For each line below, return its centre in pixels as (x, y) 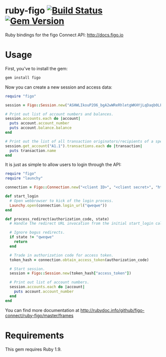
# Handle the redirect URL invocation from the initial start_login (82, 224)
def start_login (22, 196)
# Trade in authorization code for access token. (62, 255)
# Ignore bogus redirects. (37, 233)
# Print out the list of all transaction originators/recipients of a (79, 141)
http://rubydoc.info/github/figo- (112, 310)
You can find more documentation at (42, 310)
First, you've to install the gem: (37, 68)
